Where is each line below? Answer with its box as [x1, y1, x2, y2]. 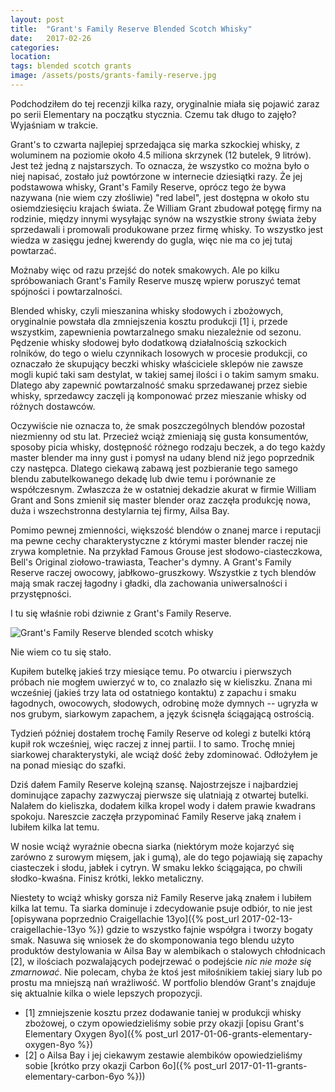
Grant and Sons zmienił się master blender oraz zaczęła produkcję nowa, [10, 494, 312, 506]
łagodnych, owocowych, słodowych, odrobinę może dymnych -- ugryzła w [10, 697, 318, 709]
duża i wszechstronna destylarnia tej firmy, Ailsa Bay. [10, 504, 230, 516]
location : [10, 52, 52, 62]
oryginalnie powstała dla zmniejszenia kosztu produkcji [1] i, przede [10, 315, 288, 327]
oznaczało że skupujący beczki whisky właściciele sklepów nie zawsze [10, 357, 304, 370]
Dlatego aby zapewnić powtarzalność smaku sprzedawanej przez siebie [10, 379, 308, 391]
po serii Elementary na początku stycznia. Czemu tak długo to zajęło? [10, 108, 297, 120]
